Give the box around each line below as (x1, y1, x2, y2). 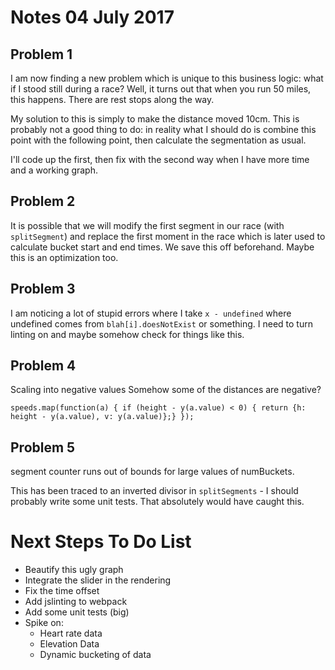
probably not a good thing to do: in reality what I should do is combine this (10, 124, 317, 135)
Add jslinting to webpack (24, 596, 128, 608)
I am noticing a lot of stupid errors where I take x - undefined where (10, 307, 292, 319)
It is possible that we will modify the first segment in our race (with (10, 219, 285, 231)
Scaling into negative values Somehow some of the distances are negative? (10, 384, 322, 396)
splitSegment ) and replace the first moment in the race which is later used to (10, 230, 326, 242)
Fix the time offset (24, 585, 100, 597)
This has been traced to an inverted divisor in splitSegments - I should (10, 485, 299, 497)
